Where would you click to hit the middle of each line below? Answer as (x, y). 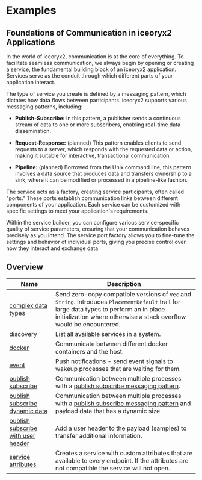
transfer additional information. (99, 435)
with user (23, 435)
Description (124, 284)
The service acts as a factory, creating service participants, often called (95, 192)
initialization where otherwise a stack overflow (121, 317)
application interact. (31, 82)
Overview (25, 267)
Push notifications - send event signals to (114, 361)
